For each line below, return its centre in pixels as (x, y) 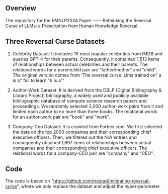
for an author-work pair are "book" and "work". (61, 117)
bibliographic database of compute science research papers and (79, 101)
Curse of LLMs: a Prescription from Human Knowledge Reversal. (72, 26)
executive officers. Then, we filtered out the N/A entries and (74, 137)
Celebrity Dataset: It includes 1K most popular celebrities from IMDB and (87, 54)
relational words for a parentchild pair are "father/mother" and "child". (85, 69)
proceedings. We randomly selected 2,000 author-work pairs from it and (88, 106)
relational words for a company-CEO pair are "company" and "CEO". (83, 153)
